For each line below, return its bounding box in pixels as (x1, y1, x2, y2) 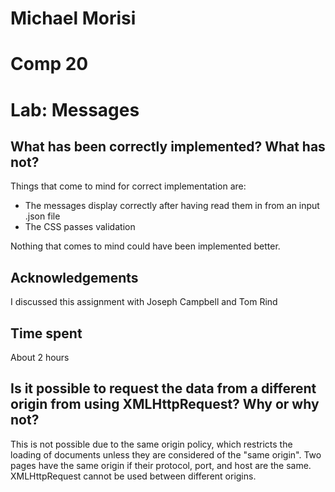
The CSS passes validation (24, 221, 136, 233)
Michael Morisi (10, 7, 137, 30)
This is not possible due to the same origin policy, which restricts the (10, 438, 293, 450)
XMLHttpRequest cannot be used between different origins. (10, 470, 257, 482)
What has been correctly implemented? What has (10, 138, 326, 155)
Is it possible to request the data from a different (10, 380, 317, 397)
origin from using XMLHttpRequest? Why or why (10, 396, 320, 413)
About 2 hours (10, 352, 70, 363)
